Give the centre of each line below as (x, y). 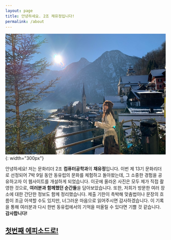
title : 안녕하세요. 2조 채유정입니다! (40, 16)
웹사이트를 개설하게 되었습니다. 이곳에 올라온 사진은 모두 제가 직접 (93, 181)
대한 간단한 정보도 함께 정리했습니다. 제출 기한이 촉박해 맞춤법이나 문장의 (87, 194)
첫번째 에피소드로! (32, 231)
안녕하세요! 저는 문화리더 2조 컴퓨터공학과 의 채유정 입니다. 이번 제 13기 (75, 169)
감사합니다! (17, 213)
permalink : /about (25, 21)
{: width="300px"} (25, 158)
